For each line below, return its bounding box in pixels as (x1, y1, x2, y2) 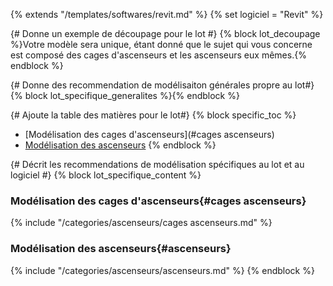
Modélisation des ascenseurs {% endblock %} (24, 139, 217, 151)
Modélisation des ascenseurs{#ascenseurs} (10, 242, 232, 256)
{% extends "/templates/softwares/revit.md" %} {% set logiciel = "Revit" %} (10, 9, 324, 20)
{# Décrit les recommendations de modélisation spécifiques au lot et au (10, 159, 305, 170)
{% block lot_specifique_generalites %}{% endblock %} (10, 90, 240, 101)
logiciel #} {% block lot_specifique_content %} (10, 169, 202, 181)
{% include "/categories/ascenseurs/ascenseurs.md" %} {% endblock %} (10, 264, 315, 276)
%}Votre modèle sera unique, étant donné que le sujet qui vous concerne (10, 39, 313, 50)
